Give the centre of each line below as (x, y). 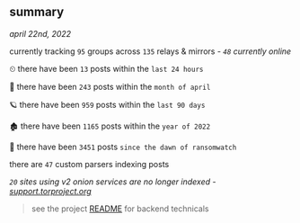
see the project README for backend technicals (120, 209)
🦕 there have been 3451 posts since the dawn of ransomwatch (123, 147)
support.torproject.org (50, 191)
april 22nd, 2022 (40, 33)
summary (37, 12)
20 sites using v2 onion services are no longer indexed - (113, 182)
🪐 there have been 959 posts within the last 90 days (107, 104)
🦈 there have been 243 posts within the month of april (110, 86)
